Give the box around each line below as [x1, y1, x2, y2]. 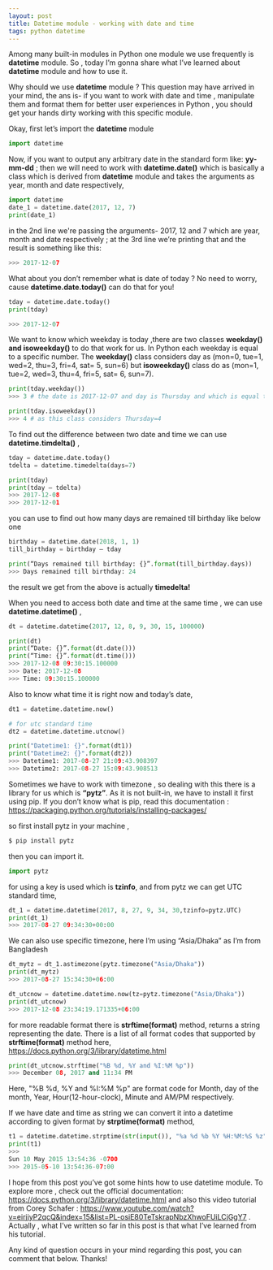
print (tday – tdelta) [8, 483, 82, 492]
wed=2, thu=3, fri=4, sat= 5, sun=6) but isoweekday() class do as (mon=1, [8, 361, 259, 371]
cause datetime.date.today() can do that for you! [8, 282, 175, 292]
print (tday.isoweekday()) [8, 407, 96, 415]
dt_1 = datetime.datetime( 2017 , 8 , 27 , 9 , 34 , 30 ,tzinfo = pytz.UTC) [8, 906, 242, 914]
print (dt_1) [8, 913, 49, 922]
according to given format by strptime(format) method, [8, 1116, 195, 1126]
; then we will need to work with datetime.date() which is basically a [35, 163, 265, 173]
